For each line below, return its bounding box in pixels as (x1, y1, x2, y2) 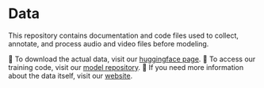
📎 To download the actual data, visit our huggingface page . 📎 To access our (8, 54, 256, 64)
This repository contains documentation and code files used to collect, (8, 31, 239, 40)
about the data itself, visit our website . (8, 71, 133, 80)
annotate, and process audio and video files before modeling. (8, 38, 209, 48)
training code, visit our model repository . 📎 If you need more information (8, 62, 244, 71)
